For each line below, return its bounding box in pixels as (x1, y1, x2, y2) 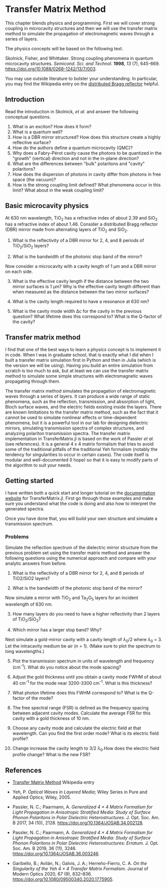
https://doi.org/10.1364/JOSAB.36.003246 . (12, 851, 100, 857)
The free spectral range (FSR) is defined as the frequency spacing (12, 704, 149, 710)
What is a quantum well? (12, 129, 63, 135)
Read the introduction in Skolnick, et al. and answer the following (5, 108, 139, 114)
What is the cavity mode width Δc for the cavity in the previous (12, 308, 142, 314)
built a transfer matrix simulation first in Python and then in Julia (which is (5, 357, 156, 363)
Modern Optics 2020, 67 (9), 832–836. (12, 871, 92, 877)
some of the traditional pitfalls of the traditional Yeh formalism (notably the (5, 446, 158, 452)
